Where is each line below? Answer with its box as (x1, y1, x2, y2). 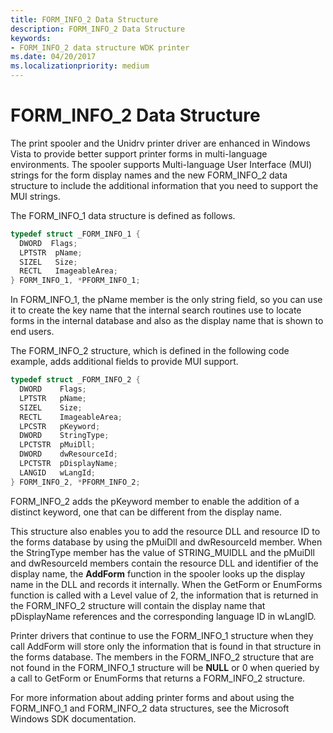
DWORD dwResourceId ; (19, 449, 118, 460)
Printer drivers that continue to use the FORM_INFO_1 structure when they (10, 629, 314, 641)
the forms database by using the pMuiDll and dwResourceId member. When (10, 536, 323, 548)
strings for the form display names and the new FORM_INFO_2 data (10, 169, 288, 181)
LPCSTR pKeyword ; (19, 421, 101, 431)
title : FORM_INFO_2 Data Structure (10, 14, 159, 25)
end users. (10, 326, 55, 338)
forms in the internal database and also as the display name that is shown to (10, 315, 324, 327)
